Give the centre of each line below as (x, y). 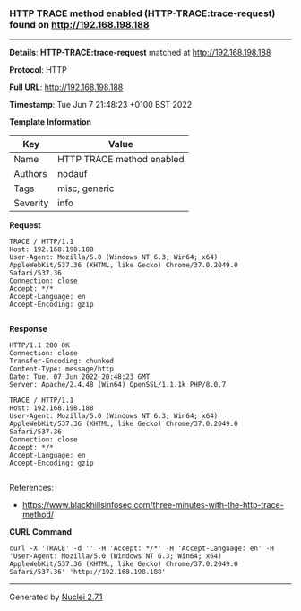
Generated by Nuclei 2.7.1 (56, 597)
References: (31, 488)
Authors (30, 174)
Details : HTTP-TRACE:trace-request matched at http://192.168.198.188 (140, 53)
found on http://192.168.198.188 (79, 24)
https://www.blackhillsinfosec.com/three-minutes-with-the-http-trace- (153, 505)
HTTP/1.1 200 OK (39, 345)
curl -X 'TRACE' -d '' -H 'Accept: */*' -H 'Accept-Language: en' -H (142, 549)
